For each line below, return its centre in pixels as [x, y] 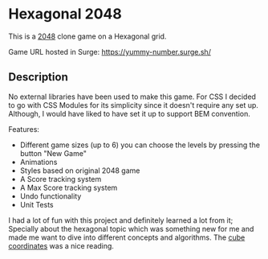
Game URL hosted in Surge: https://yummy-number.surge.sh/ [110, 51]
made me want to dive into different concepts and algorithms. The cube [127, 237]
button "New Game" [53, 153]
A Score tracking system [61, 179]
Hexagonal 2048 [65, 14]
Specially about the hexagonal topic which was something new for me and [131, 228]
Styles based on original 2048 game [80, 171]
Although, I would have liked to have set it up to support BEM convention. [130, 113]
